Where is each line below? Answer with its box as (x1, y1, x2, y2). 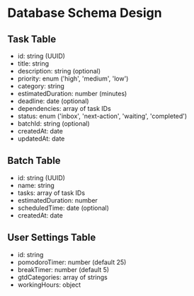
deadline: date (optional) (17, 97, 90, 105)
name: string (17, 181, 55, 189)
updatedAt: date (17, 134, 65, 143)
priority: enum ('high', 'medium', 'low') (17, 74, 129, 83)
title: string (17, 59, 50, 68)
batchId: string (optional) (17, 119, 90, 128)
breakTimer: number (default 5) (17, 265, 110, 273)
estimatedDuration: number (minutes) (17, 90, 127, 97)
